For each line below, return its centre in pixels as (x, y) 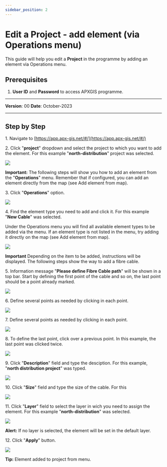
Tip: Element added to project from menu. (48, 460)
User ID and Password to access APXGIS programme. (68, 92)
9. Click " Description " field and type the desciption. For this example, (77, 363)
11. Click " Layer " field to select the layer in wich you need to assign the (78, 406)
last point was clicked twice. (34, 344)
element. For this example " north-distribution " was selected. (68, 412)
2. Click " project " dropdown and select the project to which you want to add (83, 148)
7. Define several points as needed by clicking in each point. (67, 320)
